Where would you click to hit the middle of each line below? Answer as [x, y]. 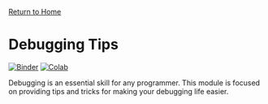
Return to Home [35, 12]
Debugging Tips [64, 45]
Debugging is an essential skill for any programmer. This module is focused [134, 82]
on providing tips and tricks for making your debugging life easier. [119, 91]
